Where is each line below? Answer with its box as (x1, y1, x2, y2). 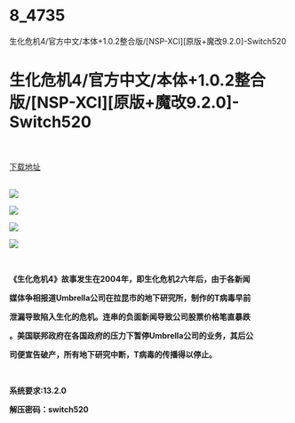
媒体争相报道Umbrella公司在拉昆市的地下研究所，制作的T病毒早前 (9, 292, 251, 303)
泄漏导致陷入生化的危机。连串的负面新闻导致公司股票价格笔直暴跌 (9, 311, 251, 322)
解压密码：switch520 (9, 403, 89, 414)
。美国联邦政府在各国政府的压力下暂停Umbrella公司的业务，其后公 (9, 330, 254, 340)
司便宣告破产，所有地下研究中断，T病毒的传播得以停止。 (9, 348, 218, 360)
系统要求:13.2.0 (9, 385, 67, 395)
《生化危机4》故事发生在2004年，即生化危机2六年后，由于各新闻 (9, 273, 251, 284)
